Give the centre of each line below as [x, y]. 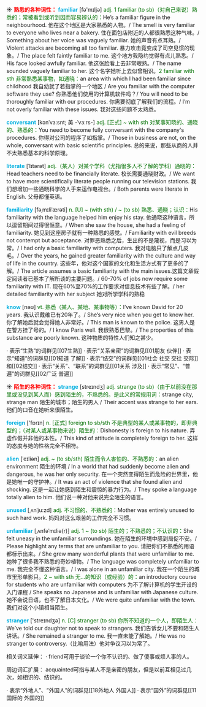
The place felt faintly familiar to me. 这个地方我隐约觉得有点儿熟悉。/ [107, 55]
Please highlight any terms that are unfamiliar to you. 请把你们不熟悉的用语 [101, 546]
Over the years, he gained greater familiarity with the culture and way [108, 256]
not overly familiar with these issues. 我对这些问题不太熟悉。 [83, 109]
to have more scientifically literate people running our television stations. [98, 181]
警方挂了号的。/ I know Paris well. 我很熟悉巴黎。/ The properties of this [103, 330]
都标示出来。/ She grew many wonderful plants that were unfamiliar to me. [100, 554]
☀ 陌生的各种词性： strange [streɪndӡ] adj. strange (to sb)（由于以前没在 [99, 387]
